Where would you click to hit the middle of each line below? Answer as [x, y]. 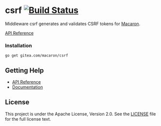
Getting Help [24, 70]
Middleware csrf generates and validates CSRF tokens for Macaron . [73, 24]
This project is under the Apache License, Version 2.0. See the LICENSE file [80, 114]
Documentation [27, 87]
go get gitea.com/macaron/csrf [37, 56]
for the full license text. [28, 119]
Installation [19, 45]
